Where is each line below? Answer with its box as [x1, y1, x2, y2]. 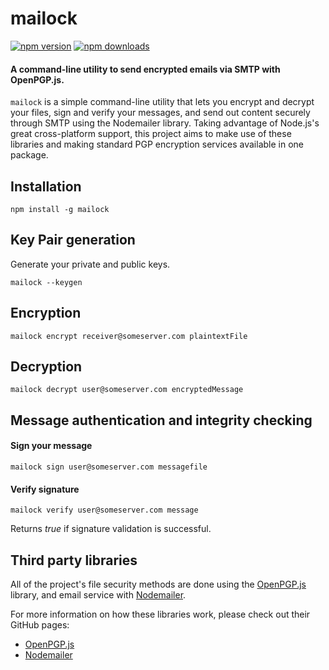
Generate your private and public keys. [10, 258, 171, 270]
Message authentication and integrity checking [10, 412, 313, 429]
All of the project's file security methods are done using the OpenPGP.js [10, 578, 307, 590]
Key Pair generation [10, 232, 136, 249]
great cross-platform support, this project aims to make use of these [10, 128, 292, 140]
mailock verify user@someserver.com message [10, 505, 199, 516]
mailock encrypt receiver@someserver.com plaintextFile [10, 331, 248, 341]
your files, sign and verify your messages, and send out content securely [10, 107, 311, 119]
